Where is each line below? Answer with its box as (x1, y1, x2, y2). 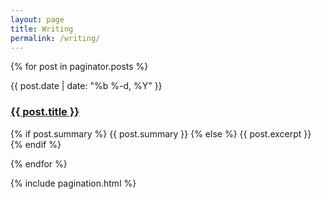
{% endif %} (10, 138, 62, 150)
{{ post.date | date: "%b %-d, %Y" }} (10, 80, 163, 92)
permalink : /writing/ (10, 33, 101, 43)
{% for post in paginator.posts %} (10, 61, 149, 73)
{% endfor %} (10, 157, 68, 170)
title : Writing (10, 24, 74, 34)
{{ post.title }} (10, 105, 80, 119)
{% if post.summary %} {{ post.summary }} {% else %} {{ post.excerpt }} (10, 127, 312, 140)
